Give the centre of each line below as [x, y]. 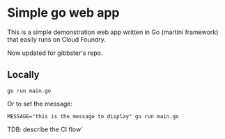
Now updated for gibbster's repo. [55, 53]
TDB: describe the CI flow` [45, 129]
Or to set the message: [40, 104]
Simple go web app [63, 13]
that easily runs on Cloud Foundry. [56, 39]
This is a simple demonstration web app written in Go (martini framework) [113, 32]
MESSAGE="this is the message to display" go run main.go [93, 116]
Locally [23, 75]
